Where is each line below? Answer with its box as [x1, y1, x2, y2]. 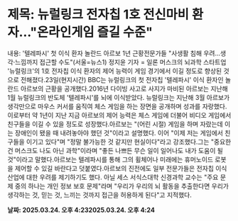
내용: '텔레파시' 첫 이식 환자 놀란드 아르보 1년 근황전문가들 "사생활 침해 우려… [7, 49, 221, 57]
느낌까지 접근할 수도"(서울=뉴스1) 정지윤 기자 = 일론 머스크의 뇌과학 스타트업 [14, 57, 227, 66]
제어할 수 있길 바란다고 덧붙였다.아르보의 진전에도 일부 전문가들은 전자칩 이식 [14, 164, 227, 172]
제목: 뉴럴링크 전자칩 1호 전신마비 [7, 6, 190, 23]
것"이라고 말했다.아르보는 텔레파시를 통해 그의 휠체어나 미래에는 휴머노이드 [7, 155, 214, 164]
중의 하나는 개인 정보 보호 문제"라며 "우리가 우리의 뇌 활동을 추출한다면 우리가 [14, 181, 229, 190]
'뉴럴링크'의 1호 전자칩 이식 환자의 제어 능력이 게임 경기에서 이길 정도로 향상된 [7, 67, 222, 75]
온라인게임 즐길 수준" [36, 24, 153, 40]
